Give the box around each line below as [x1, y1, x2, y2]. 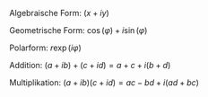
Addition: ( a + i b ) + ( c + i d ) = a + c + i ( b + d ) [9, 60, 171, 70]
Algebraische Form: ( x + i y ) [9, 8, 109, 18]
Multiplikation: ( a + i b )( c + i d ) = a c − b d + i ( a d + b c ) [9, 77, 200, 88]
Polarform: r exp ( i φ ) [9, 42, 82, 53]
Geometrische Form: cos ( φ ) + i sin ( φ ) [9, 25, 148, 35]
